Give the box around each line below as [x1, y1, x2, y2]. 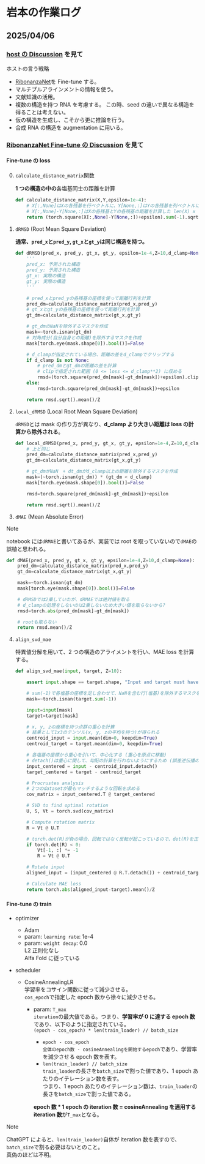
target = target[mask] [26, 713, 79, 719]
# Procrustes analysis [26, 780, 84, 786]
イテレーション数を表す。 [59, 1075, 123, 1082]
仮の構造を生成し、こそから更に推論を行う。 [15, 116, 128, 123]
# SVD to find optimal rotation [26, 803, 109, 809]
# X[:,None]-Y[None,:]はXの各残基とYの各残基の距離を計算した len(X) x [26, 208, 196, 214]
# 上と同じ [26, 446, 51, 452]
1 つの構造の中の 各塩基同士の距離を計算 [15, 185, 116, 192]
